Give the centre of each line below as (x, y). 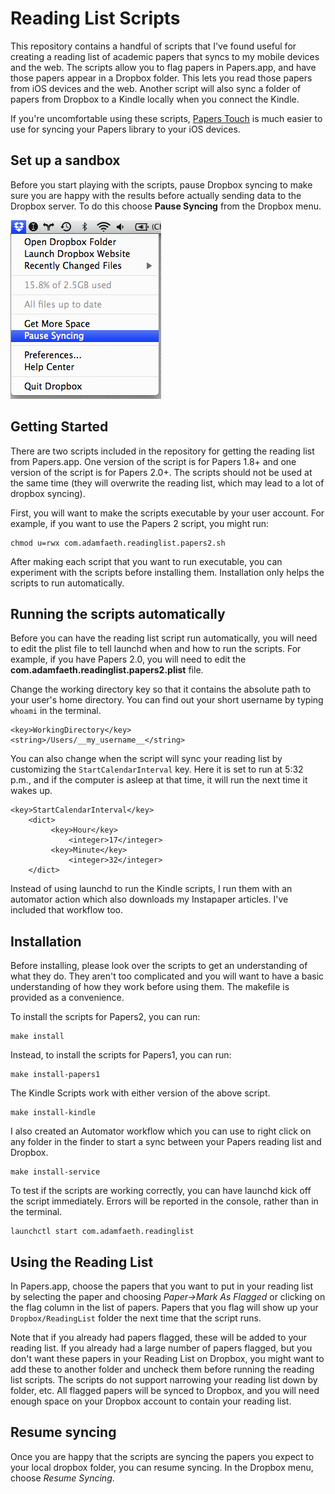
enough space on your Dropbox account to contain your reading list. (151, 1401)
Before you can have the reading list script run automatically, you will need (164, 638)
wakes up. (31, 791)
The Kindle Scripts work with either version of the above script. (140, 1093)
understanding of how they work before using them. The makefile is (150, 987)
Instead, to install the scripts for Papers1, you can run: (121, 1055)
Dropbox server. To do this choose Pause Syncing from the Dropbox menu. (166, 206)
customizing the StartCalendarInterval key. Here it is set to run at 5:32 (157, 769)
